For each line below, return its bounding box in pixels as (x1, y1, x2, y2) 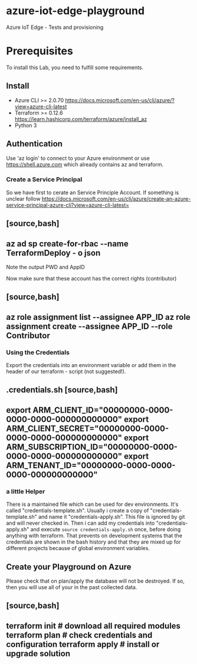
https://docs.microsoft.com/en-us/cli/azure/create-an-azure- (41, 195, 191, 202)
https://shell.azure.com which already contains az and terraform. (6, 161, 164, 168)
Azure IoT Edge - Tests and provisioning (6, 24, 104, 31)
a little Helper (6, 487, 45, 495)
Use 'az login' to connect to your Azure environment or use (6, 155, 150, 162)
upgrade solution (6, 648, 71, 659)
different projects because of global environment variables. (6, 545, 150, 552)
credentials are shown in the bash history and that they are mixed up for (6, 538, 181, 545)
